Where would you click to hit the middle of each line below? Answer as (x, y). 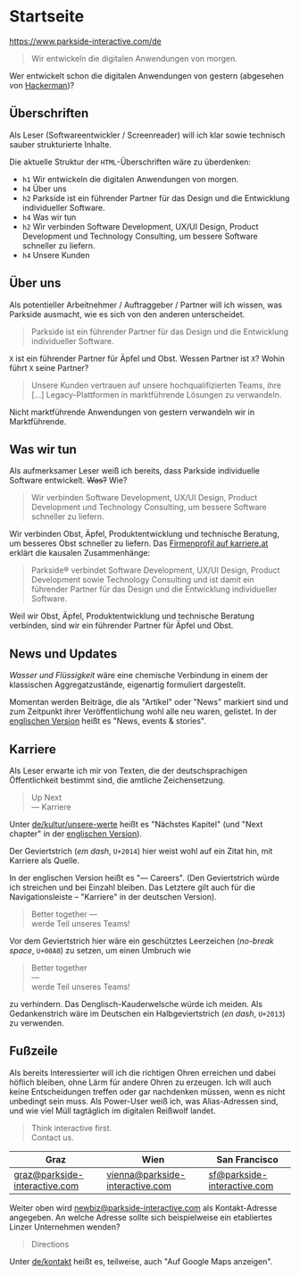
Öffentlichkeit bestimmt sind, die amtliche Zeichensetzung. (117, 780)
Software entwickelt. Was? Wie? (68, 481)
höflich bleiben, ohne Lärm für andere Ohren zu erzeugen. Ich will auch (141, 1082)
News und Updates (63, 654)
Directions (50, 1244)
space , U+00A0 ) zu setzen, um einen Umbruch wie (100, 950)
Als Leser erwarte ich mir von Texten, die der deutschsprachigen (129, 771)
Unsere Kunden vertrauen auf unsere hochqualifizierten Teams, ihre (156, 385)
